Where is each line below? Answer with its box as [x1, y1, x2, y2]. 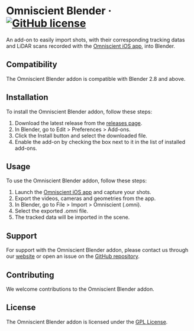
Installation [6, 93, 48, 103]
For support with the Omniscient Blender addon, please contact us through [6, 247, 189, 254]
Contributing [6, 270, 54, 280]
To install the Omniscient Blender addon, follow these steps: [6, 108, 153, 115]
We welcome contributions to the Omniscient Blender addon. [6, 286, 155, 293]
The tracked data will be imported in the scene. [14, 214, 130, 221]
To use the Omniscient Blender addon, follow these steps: [6, 177, 147, 184]
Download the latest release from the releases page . [14, 119, 143, 126]
